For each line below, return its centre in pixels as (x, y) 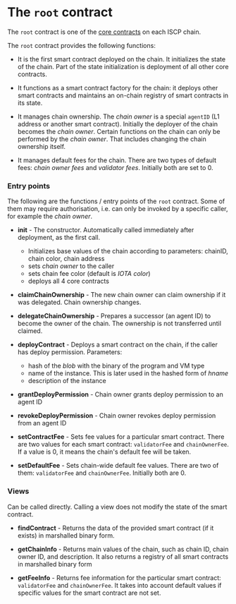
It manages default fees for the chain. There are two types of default (117, 160)
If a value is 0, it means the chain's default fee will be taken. (104, 452)
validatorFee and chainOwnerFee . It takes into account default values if (119, 585)
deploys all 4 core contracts (68, 281)
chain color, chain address (66, 259)
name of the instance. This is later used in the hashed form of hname (128, 373)
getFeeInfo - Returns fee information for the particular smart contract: (119, 578)
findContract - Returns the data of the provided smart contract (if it (116, 528)
